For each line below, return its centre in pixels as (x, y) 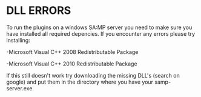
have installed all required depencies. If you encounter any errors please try (101, 33)
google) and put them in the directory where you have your (80, 82)
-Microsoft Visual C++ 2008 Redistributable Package (72, 52)
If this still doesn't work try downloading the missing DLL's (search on (93, 75)
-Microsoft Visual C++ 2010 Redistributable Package (72, 64)
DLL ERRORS (39, 11)
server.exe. (20, 88)
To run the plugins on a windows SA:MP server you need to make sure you (99, 27)
